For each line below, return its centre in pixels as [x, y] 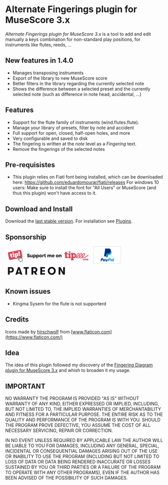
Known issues [28, 291]
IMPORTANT [25, 386]
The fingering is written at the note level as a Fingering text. [74, 144]
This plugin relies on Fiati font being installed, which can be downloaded [88, 177]
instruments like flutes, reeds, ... [39, 44]
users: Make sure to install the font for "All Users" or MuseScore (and [84, 188]
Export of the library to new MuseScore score [60, 78]
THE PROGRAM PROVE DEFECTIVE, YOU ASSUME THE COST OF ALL [78, 425]
